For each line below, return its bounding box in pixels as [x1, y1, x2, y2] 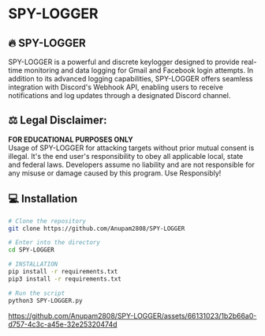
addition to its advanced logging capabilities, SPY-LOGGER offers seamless [8, 74, 253, 83]
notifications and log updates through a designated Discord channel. [8, 91, 231, 100]
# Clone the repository [8, 217, 87, 225]
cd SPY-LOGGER [8, 246, 55, 254]
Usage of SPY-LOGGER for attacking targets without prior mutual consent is [8, 143, 255, 153]
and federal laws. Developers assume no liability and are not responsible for [8, 160, 255, 169]
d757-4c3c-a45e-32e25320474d [8, 319, 118, 329]
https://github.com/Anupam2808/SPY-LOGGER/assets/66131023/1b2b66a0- [8, 311, 257, 320]
